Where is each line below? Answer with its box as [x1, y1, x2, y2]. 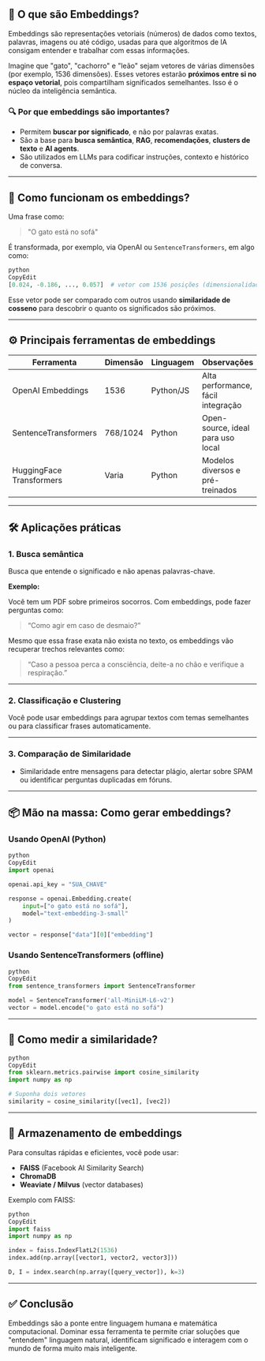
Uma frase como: [8, 211, 65, 221]
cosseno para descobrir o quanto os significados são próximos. [8, 303, 216, 312]
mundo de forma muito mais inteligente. [8, 1343, 138, 1353]
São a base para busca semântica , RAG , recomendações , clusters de [19, 136, 251, 145]
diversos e [201, 465, 241, 476]
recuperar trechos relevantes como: [8, 645, 125, 654]
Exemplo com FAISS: [8, 1195, 76, 1204]
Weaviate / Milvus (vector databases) [19, 1180, 144, 1189]
